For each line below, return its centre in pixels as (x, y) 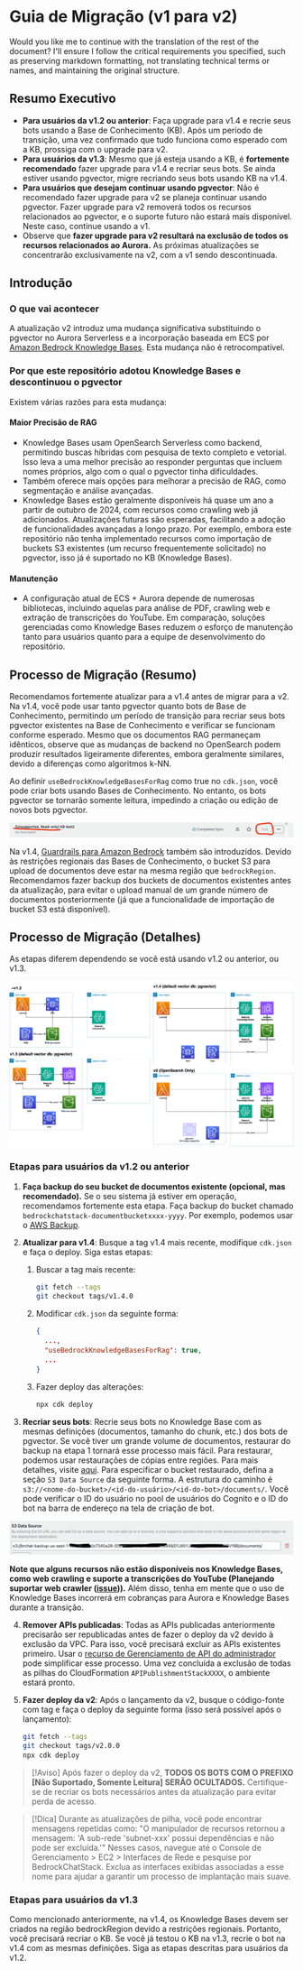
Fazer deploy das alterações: (90, 1386)
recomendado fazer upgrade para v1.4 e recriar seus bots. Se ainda (149, 168)
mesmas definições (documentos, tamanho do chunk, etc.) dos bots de (155, 1431)
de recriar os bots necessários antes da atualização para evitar (160, 1792)
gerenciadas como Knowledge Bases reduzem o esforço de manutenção (157, 627)
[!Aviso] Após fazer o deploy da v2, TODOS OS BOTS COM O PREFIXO (162, 1773)
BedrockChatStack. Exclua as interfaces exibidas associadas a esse (157, 1867)
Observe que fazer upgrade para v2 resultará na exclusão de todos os (155, 236)
